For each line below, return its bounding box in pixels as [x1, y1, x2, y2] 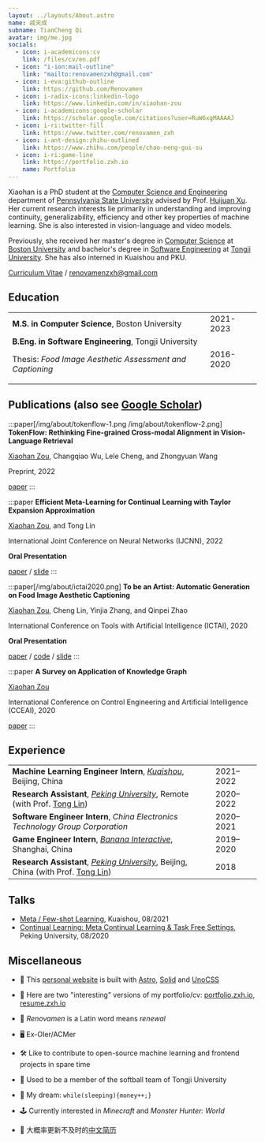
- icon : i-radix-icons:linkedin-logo [15, 92, 140, 100]
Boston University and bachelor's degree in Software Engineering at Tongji [8, 244, 251, 253]
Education [8, 291, 60, 304]
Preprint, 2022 [8, 466, 55, 476]
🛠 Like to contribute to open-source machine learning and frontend [19, 1048, 240, 1058]
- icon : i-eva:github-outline [15, 77, 114, 85]
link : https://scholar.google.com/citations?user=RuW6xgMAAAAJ [22, 114, 235, 122]
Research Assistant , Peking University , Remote [12, 789, 189, 800]
